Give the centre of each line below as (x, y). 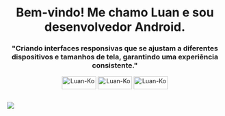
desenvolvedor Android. (115, 27)
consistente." (115, 66)
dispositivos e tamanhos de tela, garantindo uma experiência (115, 57)
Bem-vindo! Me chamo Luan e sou (115, 13)
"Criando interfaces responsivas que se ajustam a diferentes (115, 48)
